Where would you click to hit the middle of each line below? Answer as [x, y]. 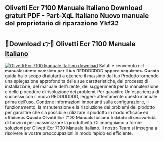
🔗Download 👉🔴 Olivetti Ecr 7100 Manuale [70, 44]
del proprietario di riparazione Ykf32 [62, 23]
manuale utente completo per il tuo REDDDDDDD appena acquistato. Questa [82, 71]
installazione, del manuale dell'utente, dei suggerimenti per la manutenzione [82, 86]
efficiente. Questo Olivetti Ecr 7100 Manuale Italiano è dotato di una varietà [80, 117]
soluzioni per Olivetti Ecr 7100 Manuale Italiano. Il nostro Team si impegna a [81, 128]
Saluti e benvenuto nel [122, 65]
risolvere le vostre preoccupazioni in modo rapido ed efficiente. [69, 133]
